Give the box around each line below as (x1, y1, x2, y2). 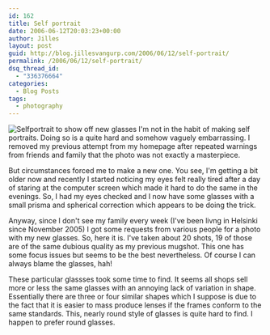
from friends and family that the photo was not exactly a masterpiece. (8, 151, 241, 160)
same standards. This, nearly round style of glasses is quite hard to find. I (8, 309, 253, 319)
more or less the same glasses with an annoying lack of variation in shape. (8, 283, 256, 293)
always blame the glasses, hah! (8, 259, 113, 269)
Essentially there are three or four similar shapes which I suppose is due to (8, 292, 257, 302)
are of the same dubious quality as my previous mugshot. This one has (8, 242, 244, 252)
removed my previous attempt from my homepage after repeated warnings (8, 142, 258, 151)
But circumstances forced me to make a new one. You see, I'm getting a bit (8, 166, 259, 176)
